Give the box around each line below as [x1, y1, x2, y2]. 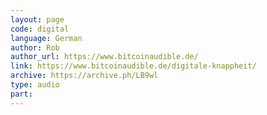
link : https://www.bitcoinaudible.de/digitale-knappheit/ [10, 61, 257, 71]
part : [10, 89, 33, 99]
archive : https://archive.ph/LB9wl [10, 71, 159, 81]
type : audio [10, 80, 60, 90]
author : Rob [10, 42, 60, 53]
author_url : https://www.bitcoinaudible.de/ [10, 52, 199, 62]
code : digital [10, 24, 70, 34]
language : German [10, 33, 83, 43]
